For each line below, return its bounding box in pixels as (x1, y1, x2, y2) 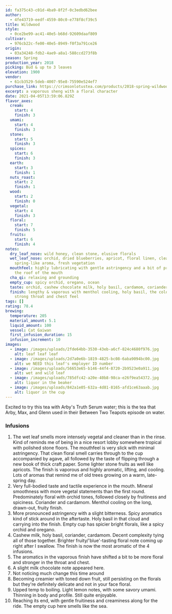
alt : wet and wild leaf (14, 370, 66, 376)
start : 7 (14, 222, 33, 228)
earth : (10, 160, 24, 165)
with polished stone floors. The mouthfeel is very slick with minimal (12, 444, 155, 451)
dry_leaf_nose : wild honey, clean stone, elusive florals (10, 251, 137, 256)
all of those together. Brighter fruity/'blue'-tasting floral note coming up (12, 537, 163, 544)
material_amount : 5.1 (10, 318, 56, 323)
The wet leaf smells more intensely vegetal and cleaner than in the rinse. (12, 434, 166, 440)
